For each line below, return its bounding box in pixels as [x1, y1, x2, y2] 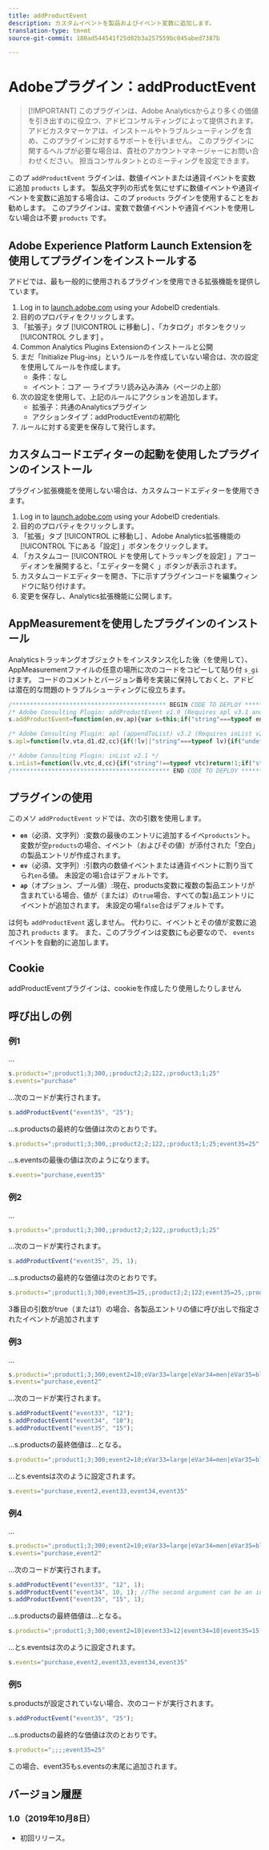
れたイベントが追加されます [8, 1314, 100, 1324]
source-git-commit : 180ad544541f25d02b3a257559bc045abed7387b [8, 34, 220, 42]
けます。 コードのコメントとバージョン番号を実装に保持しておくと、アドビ [8, 674, 255, 684]
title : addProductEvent [8, 11, 88, 20]
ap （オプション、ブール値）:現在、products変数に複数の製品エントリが [19, 881, 255, 890]
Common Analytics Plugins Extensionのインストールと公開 [19, 342, 214, 351]
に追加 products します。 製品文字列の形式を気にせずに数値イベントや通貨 [8, 183, 253, 193]
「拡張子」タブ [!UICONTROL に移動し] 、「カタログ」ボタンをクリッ [19, 322, 247, 331]
